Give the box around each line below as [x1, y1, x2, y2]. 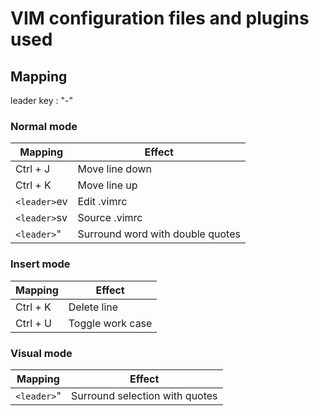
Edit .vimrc [77, 195, 128, 209]
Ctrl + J [15, 162, 51, 176]
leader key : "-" [10, 95, 74, 106]
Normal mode [10, 119, 78, 133]
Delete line [68, 300, 119, 314]
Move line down [77, 162, 153, 176]
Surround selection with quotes [70, 388, 218, 402]
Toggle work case [68, 316, 153, 330]
